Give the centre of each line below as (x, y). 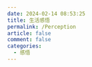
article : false (29, 33)
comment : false (29, 40)
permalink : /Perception (42, 27)
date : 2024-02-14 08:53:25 (46, 14)
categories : (24, 46)
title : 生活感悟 (29, 20)
